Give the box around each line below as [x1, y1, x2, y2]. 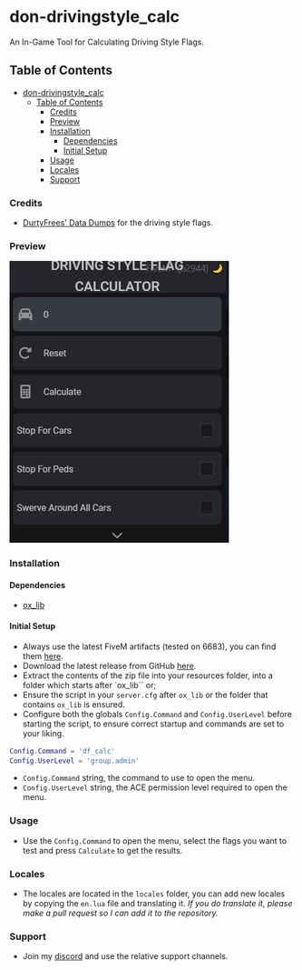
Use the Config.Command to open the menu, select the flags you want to [22, 835, 287, 846]
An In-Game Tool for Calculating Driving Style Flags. [9, 36, 204, 47]
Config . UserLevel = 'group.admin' [9, 756, 141, 765]
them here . [22, 650, 63, 661]
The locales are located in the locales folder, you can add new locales [22, 888, 286, 899]
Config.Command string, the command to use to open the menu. [22, 773, 256, 784]
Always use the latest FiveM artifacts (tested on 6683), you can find [22, 641, 277, 652]
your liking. [22, 727, 65, 738]
